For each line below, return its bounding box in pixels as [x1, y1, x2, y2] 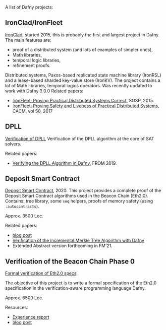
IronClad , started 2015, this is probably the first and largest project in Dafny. [5, 32, 160, 38]
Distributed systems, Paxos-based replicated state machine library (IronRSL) [5, 72, 162, 78]
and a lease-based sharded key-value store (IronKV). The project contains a [5, 77, 161, 83]
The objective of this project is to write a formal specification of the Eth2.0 [5, 280, 157, 286]
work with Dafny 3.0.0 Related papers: [5, 88, 83, 94]
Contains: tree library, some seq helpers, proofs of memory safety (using [5, 198, 153, 204]
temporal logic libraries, [12, 57, 61, 63]
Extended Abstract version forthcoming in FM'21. [12, 243, 112, 249]
